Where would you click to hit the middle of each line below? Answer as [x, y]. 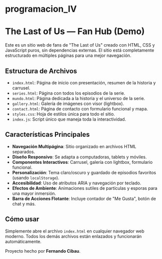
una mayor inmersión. [34, 193]
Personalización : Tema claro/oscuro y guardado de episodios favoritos [84, 172]
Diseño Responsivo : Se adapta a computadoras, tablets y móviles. [79, 157]
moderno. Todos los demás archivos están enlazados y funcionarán [73, 236]
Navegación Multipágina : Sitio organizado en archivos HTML [74, 146]
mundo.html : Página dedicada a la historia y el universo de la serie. [79, 98]
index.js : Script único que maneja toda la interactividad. [69, 119]
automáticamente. [23, 241]
